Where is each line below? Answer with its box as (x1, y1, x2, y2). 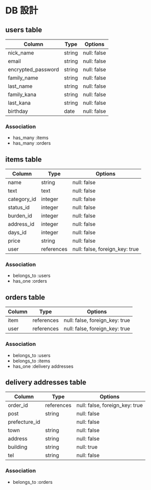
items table (5, 155, 42, 164)
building (8, 443, 27, 450)
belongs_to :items (12, 358, 50, 364)
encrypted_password (8, 66, 59, 73)
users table (5, 25, 43, 34)
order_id (8, 402, 28, 409)
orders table (5, 293, 45, 302)
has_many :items (12, 134, 49, 141)
